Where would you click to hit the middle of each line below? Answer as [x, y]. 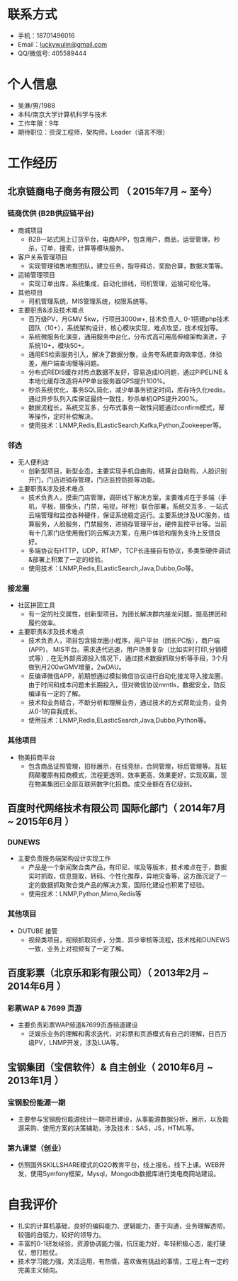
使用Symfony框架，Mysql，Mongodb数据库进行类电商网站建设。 [125, 1174]
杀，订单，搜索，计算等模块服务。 [78, 248]
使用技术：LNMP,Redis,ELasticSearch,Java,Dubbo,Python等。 [119, 721]
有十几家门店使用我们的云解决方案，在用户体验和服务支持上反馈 [121, 533]
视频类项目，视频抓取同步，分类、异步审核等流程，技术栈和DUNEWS [129, 939]
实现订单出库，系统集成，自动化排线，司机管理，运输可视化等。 [121, 283]
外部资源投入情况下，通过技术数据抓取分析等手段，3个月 [146, 658]
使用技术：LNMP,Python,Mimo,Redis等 [85, 894]
